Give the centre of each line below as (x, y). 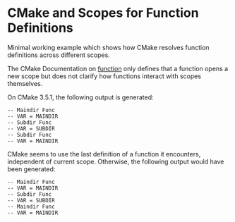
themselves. (25, 83)
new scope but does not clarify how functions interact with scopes (104, 76)
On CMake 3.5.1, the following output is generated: (80, 97)
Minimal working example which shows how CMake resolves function (108, 47)
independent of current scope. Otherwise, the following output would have (116, 161)
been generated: (31, 169)
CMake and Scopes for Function (103, 13)
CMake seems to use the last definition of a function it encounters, (104, 154)
